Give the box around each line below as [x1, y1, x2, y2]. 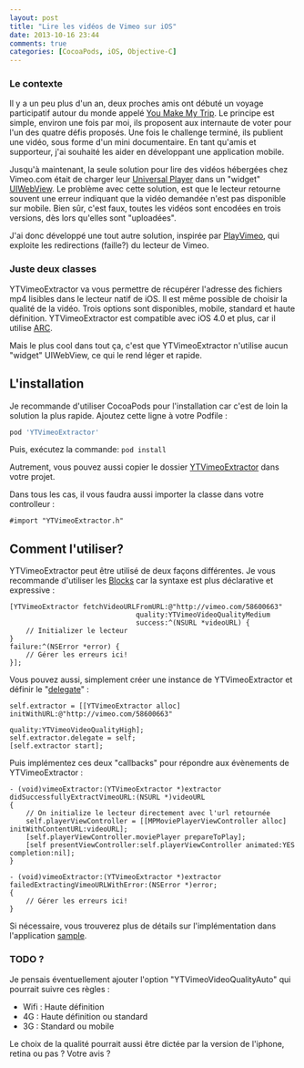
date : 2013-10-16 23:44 [9, 30, 100, 39]
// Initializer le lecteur [25, 627, 128, 636]
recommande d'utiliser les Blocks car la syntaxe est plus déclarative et [9, 575, 274, 586]
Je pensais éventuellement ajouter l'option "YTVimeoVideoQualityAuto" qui [9, 973, 291, 985]
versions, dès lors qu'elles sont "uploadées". [9, 213, 177, 223]
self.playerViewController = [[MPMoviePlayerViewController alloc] [25, 817, 287, 826]
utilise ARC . [9, 322, 53, 333]
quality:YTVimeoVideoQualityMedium [135, 610, 271, 620]
